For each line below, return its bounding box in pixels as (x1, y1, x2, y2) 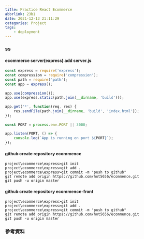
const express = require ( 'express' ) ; (5, 68, 81, 73)
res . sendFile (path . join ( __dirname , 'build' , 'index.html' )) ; (14, 109, 140, 114)
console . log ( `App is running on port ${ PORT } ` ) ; (14, 136, 114, 141)
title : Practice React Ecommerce (5, 7, 72, 12)
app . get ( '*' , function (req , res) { (5, 105, 77, 109)
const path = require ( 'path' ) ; (5, 77, 68, 82)
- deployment (14, 30, 40, 34)
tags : (5, 25, 16, 30)
